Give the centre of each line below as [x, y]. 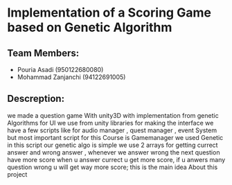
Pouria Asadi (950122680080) [60, 70]
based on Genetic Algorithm [90, 27]
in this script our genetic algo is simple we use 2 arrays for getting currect [113, 145]
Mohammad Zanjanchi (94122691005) [71, 77]
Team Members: [43, 53]
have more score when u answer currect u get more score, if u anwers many [116, 159]
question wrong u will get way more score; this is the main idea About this [113, 167]
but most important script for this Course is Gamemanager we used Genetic [115, 137]
